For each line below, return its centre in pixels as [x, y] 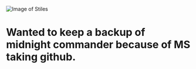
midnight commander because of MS [98, 45]
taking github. [41, 57]
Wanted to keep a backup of [76, 32]
